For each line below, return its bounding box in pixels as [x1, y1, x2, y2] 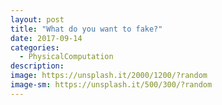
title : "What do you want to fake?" [10, 24, 163, 34]
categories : [10, 42, 60, 53]
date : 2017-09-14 [10, 33, 83, 43]
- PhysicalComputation [19, 52, 114, 62]
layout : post [10, 14, 65, 25]
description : [10, 61, 65, 71]
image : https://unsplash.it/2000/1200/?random [10, 71, 208, 81]
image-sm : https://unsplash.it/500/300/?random [10, 80, 213, 90]
